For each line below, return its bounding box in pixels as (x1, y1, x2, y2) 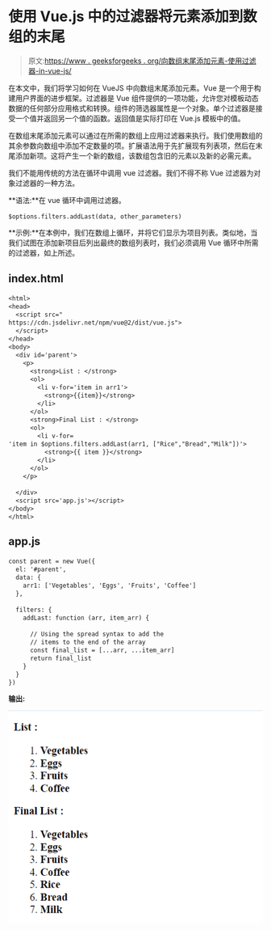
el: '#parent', (15, 565, 67, 573)
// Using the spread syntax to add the (29, 630, 164, 638)
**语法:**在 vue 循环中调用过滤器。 (8, 195, 127, 205)
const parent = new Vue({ (8, 557, 95, 565)
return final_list (29, 654, 92, 662)
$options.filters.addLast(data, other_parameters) (8, 212, 182, 221)
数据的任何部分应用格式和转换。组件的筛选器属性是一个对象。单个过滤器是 (8, 103, 256, 113)
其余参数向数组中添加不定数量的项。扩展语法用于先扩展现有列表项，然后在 (8, 141, 256, 150)
